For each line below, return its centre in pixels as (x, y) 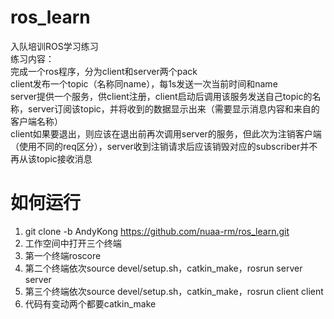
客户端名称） (36, 121)
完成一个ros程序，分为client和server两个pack (104, 71)
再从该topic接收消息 (51, 158)
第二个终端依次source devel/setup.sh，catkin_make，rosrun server (163, 268)
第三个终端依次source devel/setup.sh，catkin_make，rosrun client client (174, 291)
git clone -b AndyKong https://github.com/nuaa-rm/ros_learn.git (157, 231)
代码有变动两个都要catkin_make (90, 303)
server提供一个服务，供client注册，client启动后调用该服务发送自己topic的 (161, 96)
